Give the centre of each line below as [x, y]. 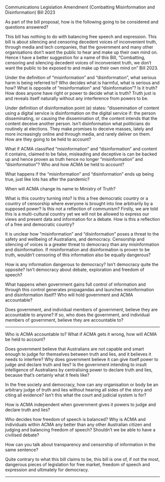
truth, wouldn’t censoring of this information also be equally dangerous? [78, 255]
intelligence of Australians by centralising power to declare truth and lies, [79, 370]
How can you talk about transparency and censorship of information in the [80, 444]
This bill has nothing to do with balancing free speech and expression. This [81, 37]
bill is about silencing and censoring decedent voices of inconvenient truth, [81, 42]
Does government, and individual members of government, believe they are [82, 310]
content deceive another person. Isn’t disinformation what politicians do [78, 123]
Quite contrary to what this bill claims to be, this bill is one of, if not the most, [82, 459]
